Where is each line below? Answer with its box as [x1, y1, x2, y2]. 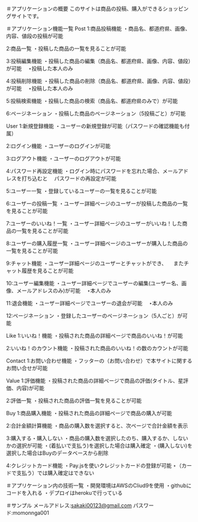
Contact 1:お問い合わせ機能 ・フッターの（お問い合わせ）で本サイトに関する [6, 357, 193, 364]
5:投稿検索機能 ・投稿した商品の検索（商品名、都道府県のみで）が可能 [6, 97, 178, 105]
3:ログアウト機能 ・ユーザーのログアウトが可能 [6, 155, 121, 162]
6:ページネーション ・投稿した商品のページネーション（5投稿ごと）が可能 [6, 110, 186, 117]
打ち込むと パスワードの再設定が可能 [21, 175, 116, 182]
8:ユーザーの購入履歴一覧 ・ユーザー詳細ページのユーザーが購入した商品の [6, 240, 188, 247]
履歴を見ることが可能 [21, 267, 74, 274]
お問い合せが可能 [6, 365, 48, 371]
